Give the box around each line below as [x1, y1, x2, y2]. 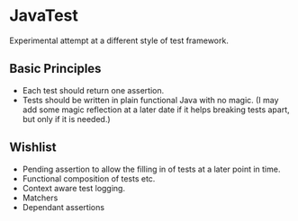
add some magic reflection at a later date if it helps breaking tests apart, [22, 104, 290, 115]
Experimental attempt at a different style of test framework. [9, 35, 230, 46]
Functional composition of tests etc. [22, 172, 156, 184]
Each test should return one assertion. [22, 84, 165, 95]
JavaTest [9, 5, 79, 26]
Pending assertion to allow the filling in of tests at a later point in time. [22, 164, 281, 174]
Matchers [22, 192, 59, 203]
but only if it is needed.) [22, 113, 111, 124]
